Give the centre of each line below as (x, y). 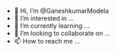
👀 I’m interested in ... (44, 18)
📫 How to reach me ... (47, 41)
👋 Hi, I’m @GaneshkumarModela (61, 11)
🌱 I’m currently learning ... (52, 26)
